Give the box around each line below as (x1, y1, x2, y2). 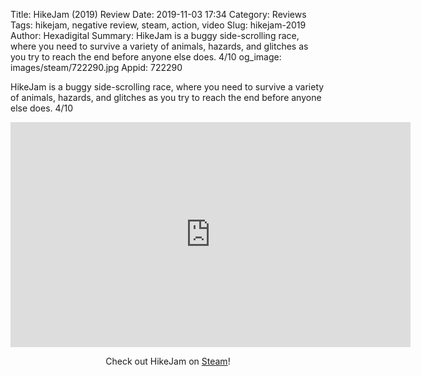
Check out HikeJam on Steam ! (105, 355, 231, 367)
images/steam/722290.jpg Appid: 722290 (10, 62, 183, 73)
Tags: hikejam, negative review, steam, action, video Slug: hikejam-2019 (10, 19, 307, 31)
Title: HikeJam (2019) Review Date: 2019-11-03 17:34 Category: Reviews (10, 9, 307, 20)
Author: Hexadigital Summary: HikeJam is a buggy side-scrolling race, (10, 30, 300, 41)
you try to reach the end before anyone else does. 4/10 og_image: (10, 51, 282, 63)
